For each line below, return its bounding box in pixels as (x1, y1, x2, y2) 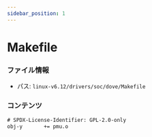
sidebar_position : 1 (7, 10, 66, 17)
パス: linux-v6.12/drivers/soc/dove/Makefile (16, 82, 146, 90)
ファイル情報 (7, 65, 50, 75)
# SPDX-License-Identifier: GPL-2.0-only (7, 117, 127, 124)
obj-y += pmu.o (7, 123, 69, 130)
